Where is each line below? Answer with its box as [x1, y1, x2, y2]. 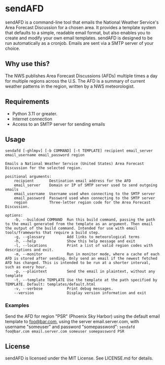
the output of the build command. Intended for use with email [5, 226, 138, 231]
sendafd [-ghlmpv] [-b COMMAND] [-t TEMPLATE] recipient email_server [5, 148, 153, 153]
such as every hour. [5, 265, 48, 270]
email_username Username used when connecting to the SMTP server [14, 192, 155, 197]
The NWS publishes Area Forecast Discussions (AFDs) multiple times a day [5, 72, 158, 79]
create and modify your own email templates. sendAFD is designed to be [5, 35, 153, 41]
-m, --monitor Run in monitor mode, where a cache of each [14, 252, 160, 257]
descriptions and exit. [5, 247, 54, 253]
